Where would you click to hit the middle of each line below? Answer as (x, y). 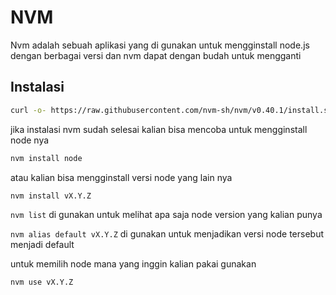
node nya (30, 140)
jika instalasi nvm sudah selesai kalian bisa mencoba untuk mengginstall (159, 129)
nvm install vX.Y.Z (51, 196)
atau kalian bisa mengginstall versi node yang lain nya (121, 177)
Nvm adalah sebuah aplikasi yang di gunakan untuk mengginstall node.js (160, 45)
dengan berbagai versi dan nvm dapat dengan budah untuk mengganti (156, 55)
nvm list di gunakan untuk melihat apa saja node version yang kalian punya (166, 215)
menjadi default (42, 245)
